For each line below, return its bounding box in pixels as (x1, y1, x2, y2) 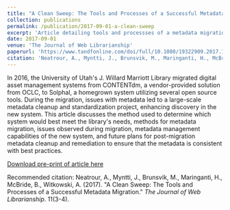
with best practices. (7, 146, 63, 154)
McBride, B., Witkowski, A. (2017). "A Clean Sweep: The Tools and (7, 180, 194, 189)
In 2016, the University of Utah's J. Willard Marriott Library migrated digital (7, 73, 217, 82)
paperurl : (7, 49, 36, 56)
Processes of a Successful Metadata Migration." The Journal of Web (7, 187, 201, 196)
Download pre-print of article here (7, 159, 104, 168)
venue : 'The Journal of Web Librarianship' (7, 42, 133, 49)
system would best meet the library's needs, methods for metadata (7, 117, 196, 126)
